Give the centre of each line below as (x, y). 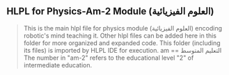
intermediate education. (58, 65)
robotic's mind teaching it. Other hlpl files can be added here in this (120, 35)
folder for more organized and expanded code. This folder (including (122, 43)
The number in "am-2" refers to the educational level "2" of (109, 58)
